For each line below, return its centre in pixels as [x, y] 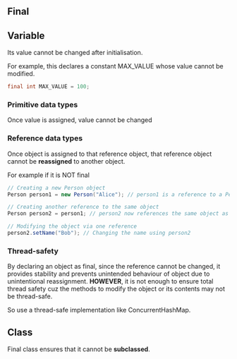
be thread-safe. [30, 296]
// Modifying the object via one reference [72, 226]
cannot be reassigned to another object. [66, 161]
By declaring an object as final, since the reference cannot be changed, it [114, 267]
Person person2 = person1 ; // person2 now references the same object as [118, 214]
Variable [26, 36]
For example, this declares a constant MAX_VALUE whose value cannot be [115, 66]
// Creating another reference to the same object [83, 207]
